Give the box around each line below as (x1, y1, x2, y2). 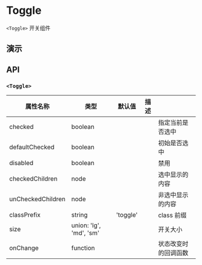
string (71, 211, 88, 219)
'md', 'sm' (71, 229, 100, 237)
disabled (9, 159, 34, 167)
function (71, 244, 95, 252)
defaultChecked (9, 143, 55, 151)
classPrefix (9, 211, 41, 219)
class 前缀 (158, 211, 187, 220)
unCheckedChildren (9, 195, 66, 204)
